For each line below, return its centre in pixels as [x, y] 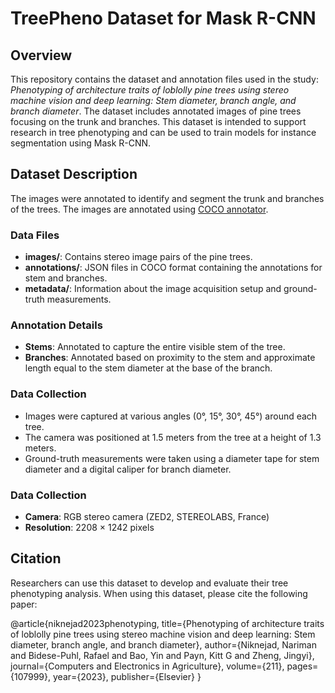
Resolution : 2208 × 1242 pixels [89, 527]
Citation [36, 558]
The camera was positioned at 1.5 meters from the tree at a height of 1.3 [173, 437]
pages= [302, 666]
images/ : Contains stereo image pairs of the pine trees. [138, 257]
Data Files [35, 235]
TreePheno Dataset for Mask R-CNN [163, 18]
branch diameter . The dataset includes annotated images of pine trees [156, 111]
